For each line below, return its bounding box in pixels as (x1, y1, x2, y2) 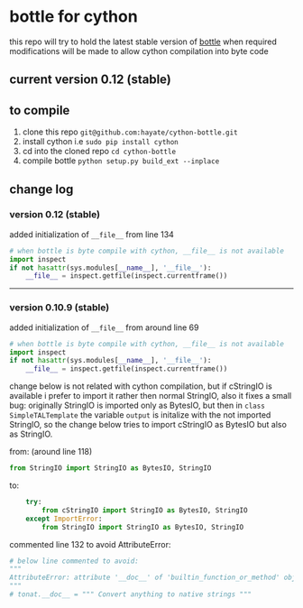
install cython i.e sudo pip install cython (22, 136, 179, 147)
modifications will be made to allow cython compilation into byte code (9, 45, 269, 56)
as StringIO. (9, 428, 53, 439)
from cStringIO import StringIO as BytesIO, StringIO (41, 505, 248, 515)
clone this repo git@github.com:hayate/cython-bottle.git (22, 126, 238, 137)
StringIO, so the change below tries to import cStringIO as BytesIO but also (9, 419, 287, 430)
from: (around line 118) (9, 447, 93, 457)
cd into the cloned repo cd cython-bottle (22, 146, 177, 157)
